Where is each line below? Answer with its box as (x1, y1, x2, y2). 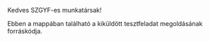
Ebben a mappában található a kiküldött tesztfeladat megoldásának (7, 20, 203, 27)
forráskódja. (7, 27, 42, 35)
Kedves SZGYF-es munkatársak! (7, 6, 102, 14)
